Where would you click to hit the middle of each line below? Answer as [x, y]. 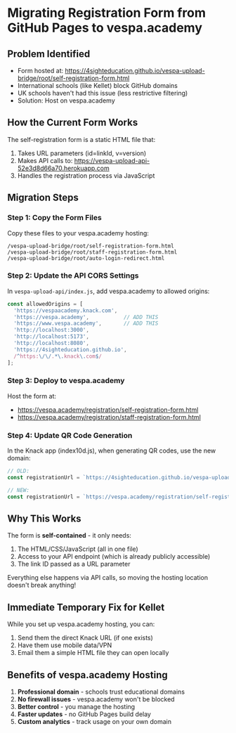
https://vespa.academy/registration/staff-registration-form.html [109, 417]
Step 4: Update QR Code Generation [70, 435]
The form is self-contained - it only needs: [70, 536]
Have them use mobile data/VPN [65, 645]
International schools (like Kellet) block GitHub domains [97, 85]
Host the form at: [32, 396]
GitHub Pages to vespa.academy [105, 28]
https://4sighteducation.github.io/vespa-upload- [135, 71]
